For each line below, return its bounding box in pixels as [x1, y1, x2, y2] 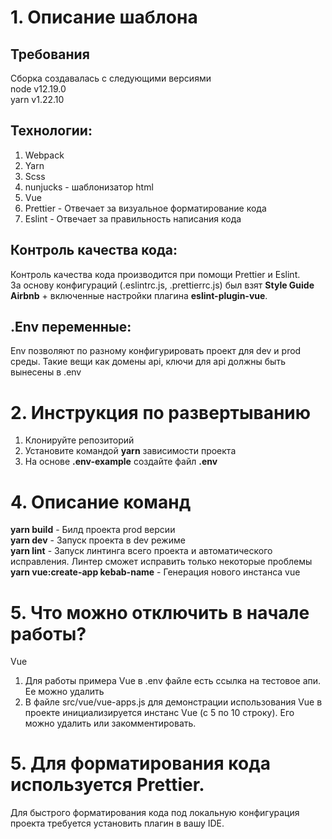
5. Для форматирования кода [10, 752, 271, 775]
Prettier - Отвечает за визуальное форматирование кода [24, 202, 267, 214]
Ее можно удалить [24, 686, 105, 698]
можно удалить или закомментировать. [24, 717, 197, 730]
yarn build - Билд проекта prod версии [10, 524, 176, 536]
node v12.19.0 [10, 83, 67, 95]
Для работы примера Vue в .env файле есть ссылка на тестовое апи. [24, 675, 322, 687]
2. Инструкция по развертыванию [10, 401, 312, 424]
